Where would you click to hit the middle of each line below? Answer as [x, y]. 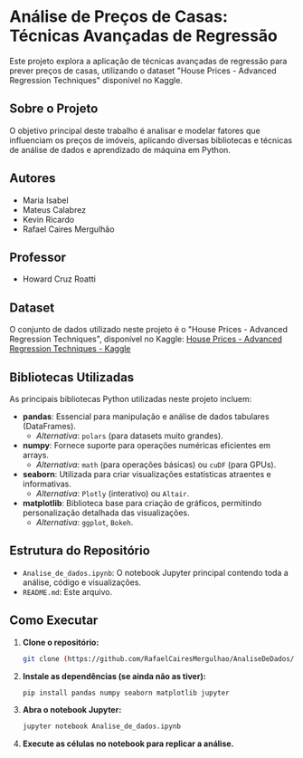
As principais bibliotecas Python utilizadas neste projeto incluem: [131, 399]
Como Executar [54, 621]
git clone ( [45, 658]
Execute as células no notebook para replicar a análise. [128, 744]
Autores [33, 178]
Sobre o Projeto [54, 109]
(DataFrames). [49, 426]
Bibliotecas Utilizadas [72, 377]
